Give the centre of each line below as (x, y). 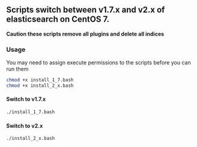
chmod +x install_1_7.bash (40, 80)
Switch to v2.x (25, 125)
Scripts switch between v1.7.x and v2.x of (86, 10)
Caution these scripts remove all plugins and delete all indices (85, 34)
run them (17, 69)
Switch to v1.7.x (26, 99)
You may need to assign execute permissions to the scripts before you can (98, 63)
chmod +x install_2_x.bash (40, 86)
